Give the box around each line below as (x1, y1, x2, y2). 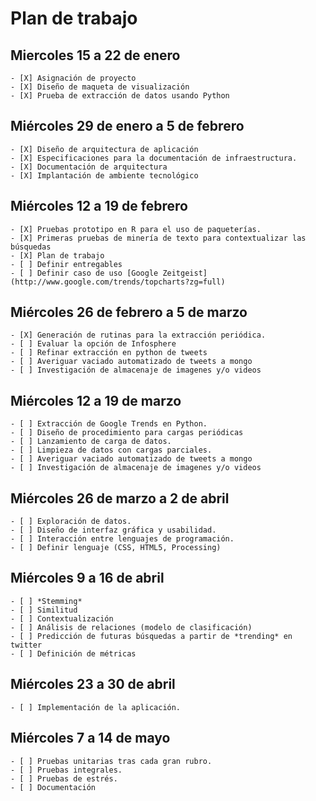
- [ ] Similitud (10, 605, 78, 615)
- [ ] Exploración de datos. (10, 517, 132, 527)
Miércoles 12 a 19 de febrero (10, 198, 188, 215)
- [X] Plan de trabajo (10, 250, 105, 261)
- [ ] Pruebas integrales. (10, 765, 123, 775)
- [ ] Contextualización (10, 613, 114, 624)
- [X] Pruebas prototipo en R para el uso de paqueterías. (10, 224, 262, 234)
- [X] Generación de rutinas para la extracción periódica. (10, 330, 267, 341)
